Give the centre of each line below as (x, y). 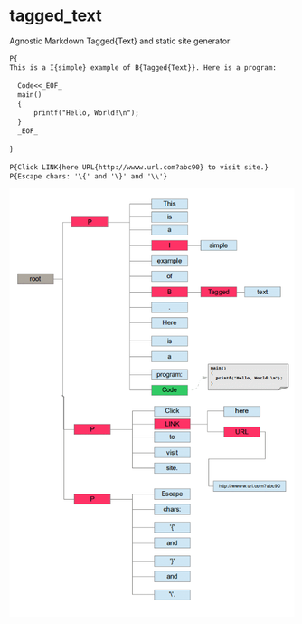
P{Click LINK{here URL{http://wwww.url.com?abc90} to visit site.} (139, 167)
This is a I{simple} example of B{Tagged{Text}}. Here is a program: (143, 67)
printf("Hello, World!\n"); (86, 113)
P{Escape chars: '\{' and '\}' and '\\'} (89, 176)
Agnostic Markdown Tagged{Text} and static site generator (120, 41)
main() (30, 95)
